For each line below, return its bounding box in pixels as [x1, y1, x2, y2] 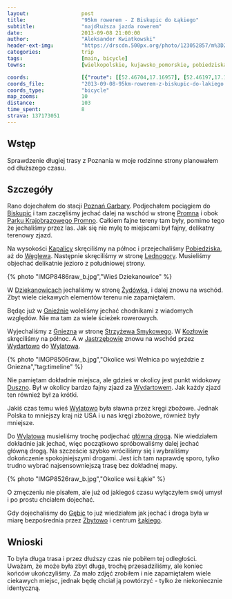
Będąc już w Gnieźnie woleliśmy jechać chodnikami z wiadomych [7, 306, 193, 315]
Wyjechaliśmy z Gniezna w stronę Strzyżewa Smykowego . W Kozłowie [7, 327, 209, 335]
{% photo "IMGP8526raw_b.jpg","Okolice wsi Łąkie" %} [7, 475, 166, 483]
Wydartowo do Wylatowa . [7, 342, 81, 351]
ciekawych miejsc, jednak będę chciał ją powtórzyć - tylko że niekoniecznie [7, 577, 223, 585]
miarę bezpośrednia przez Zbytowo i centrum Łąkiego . [7, 516, 163, 524]
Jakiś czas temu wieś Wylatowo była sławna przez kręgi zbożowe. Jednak [7, 404, 219, 413]
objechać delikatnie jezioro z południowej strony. [7, 259, 146, 268]
